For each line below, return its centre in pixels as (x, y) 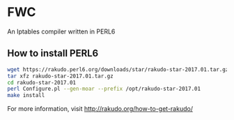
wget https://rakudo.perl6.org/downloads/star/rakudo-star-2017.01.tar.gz (118, 69)
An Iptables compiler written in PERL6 (61, 31)
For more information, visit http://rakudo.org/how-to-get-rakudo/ (100, 109)
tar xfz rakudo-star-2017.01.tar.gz (60, 76)
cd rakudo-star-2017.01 (42, 82)
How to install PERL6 (53, 53)
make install (26, 96)
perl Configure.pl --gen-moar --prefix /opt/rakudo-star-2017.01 (104, 89)
